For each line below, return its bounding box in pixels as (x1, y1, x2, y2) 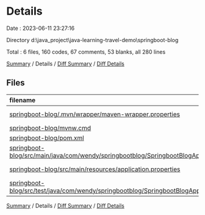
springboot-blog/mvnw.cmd (9, 123, 92, 132)
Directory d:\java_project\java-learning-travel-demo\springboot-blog (6, 36, 179, 43)
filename (9, 96, 36, 104)
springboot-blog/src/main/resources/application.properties (9, 165, 181, 173)
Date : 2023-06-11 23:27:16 (6, 24, 75, 32)
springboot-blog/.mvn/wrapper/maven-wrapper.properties (9, 110, 180, 118)
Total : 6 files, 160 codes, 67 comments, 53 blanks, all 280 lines (6, 48, 166, 56)
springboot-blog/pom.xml (9, 133, 84, 142)
